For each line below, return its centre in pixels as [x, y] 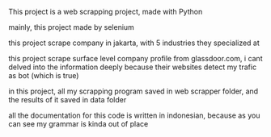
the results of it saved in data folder [68, 100]
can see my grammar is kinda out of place [78, 124]
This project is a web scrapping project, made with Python [106, 12]
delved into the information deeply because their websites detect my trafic [133, 67]
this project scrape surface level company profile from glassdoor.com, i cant [135, 58]
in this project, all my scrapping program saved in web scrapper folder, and [133, 91]
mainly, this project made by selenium [72, 27]
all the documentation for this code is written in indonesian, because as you [134, 115]
